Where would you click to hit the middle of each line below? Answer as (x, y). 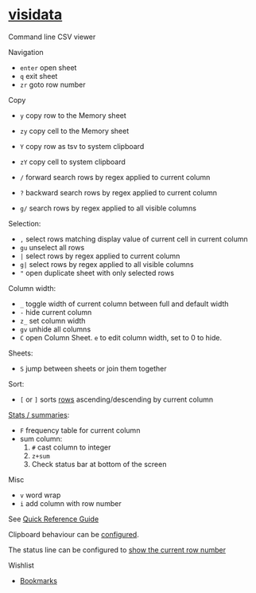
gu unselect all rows (52, 247)
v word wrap (40, 495)
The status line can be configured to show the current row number (117, 550)
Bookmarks (39, 580)
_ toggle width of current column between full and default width (124, 304)
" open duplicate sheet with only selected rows (97, 273)
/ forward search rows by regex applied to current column (115, 177)
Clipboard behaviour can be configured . (74, 534)
